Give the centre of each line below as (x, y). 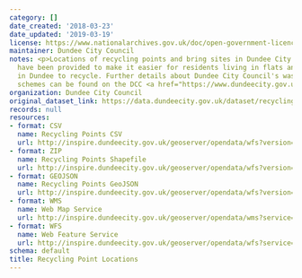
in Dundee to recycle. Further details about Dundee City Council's (148, 76)
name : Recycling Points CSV (70, 135)
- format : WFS (36, 226)
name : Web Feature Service (68, 234)
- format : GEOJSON (44, 176)
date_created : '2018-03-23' (62, 26)
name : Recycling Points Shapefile (82, 159)
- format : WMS (36, 201)
